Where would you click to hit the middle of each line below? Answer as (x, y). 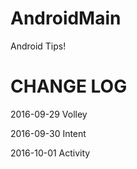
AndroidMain (66, 18)
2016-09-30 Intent (48, 133)
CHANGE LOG (69, 86)
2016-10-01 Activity (50, 153)
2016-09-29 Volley (49, 114)
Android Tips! (38, 46)
